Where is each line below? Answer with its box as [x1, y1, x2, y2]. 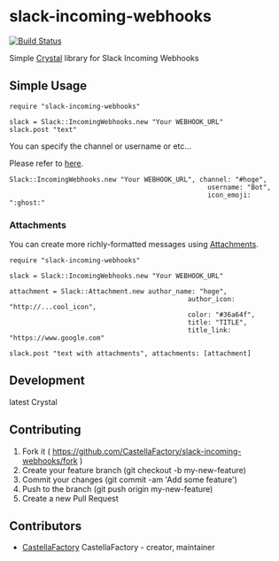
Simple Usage [9, 78, 88, 94]
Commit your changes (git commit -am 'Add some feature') [21, 474, 237, 485]
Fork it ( [21, 446, 51, 456]
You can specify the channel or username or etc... [9, 140, 192, 152]
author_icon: [187, 295, 236, 304]
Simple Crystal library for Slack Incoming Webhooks [9, 52, 199, 63]
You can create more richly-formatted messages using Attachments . [9, 239, 259, 250]
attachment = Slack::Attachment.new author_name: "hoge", [9, 287, 228, 296]
